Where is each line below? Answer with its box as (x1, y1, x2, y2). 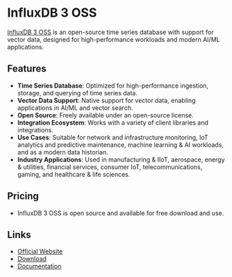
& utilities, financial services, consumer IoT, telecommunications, (17, 162, 203, 171)
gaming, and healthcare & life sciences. (17, 170, 131, 178)
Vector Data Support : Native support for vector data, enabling (17, 96, 196, 104)
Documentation (17, 262, 62, 271)
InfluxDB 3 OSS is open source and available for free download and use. (17, 209, 224, 217)
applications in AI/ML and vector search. (17, 103, 133, 112)
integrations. (17, 125, 53, 134)
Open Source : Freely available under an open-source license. (17, 111, 194, 119)
